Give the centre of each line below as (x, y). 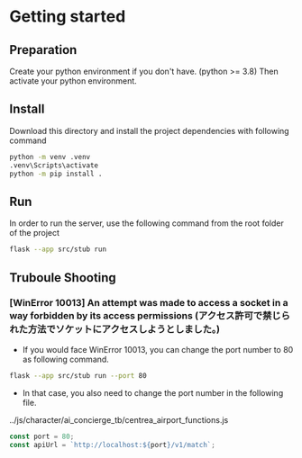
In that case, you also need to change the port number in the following (153, 392)
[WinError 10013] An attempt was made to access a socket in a (149, 303)
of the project (35, 233)
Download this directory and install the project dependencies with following (150, 130)
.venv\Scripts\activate (54, 165)
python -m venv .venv (50, 157)
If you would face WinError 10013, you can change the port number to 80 (158, 349)
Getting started (68, 17)
